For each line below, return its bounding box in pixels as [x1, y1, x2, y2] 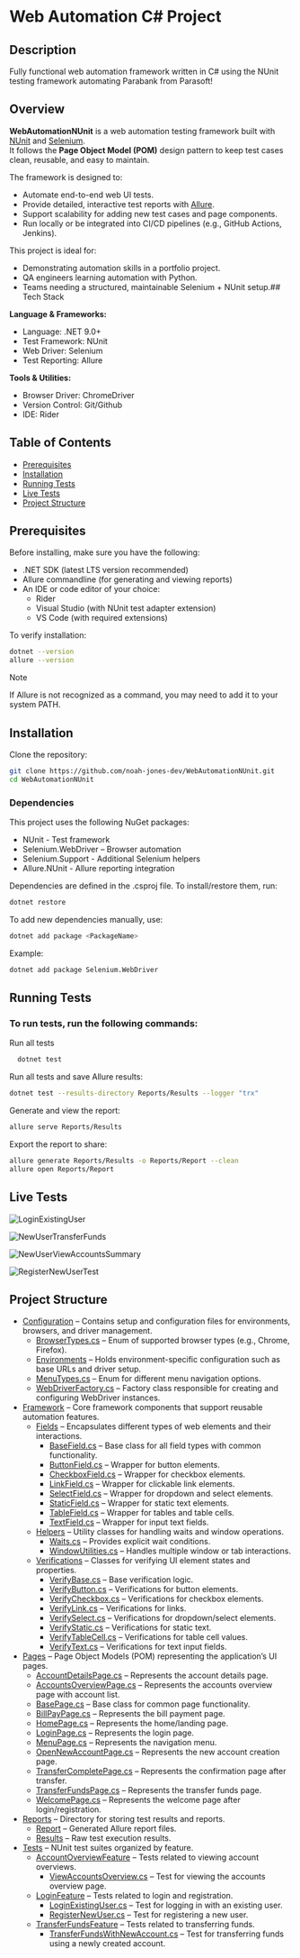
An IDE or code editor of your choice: [22, 584, 160, 595]
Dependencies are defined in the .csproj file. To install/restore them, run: [9, 880, 278, 891]
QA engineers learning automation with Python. [22, 272, 198, 283]
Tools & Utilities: [9, 372, 72, 383]
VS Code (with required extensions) [35, 613, 168, 624]
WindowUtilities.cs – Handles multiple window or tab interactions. [49, 1545, 292, 1556]
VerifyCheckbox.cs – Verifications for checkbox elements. [49, 1593, 264, 1605]
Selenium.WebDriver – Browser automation [22, 844, 181, 855]
